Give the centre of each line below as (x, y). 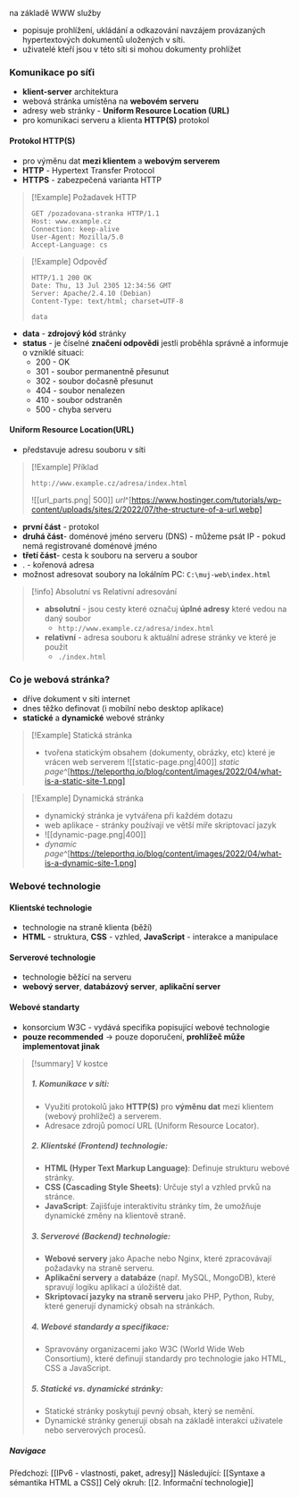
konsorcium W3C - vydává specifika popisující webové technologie (146, 1027)
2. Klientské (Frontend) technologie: (100, 1146)
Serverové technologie (53, 957)
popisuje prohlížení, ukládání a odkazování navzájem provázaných (144, 30)
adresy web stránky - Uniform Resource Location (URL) (126, 111)
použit (56, 646)
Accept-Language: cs (69, 245)
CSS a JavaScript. (78, 1368)
